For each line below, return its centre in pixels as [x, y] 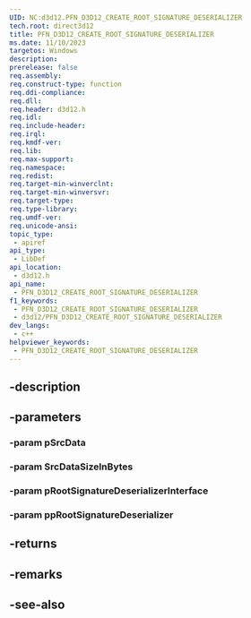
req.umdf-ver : [36, 217]
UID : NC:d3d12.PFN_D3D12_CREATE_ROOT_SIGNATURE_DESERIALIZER [126, 17]
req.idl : [26, 117]
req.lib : [26, 150]
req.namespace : [38, 167]
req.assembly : [36, 76]
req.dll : [26, 101]
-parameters [45, 417]
